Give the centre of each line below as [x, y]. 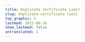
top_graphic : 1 [21, 18]
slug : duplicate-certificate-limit [42, 14]
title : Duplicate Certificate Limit [42, 9]
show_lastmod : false [26, 28]
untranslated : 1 [22, 32]
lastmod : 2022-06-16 [26, 23]
